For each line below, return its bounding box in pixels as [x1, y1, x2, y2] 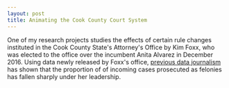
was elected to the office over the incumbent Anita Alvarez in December [7, 50, 214, 59]
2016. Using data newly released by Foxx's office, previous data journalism [7, 58, 221, 66]
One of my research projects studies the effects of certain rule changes [7, 35, 212, 44]
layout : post [7, 10, 45, 17]
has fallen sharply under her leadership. [7, 72, 121, 80]
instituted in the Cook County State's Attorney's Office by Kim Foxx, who [7, 43, 215, 51]
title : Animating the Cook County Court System [7, 17, 148, 24]
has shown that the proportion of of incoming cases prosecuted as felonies [7, 65, 222, 73]
